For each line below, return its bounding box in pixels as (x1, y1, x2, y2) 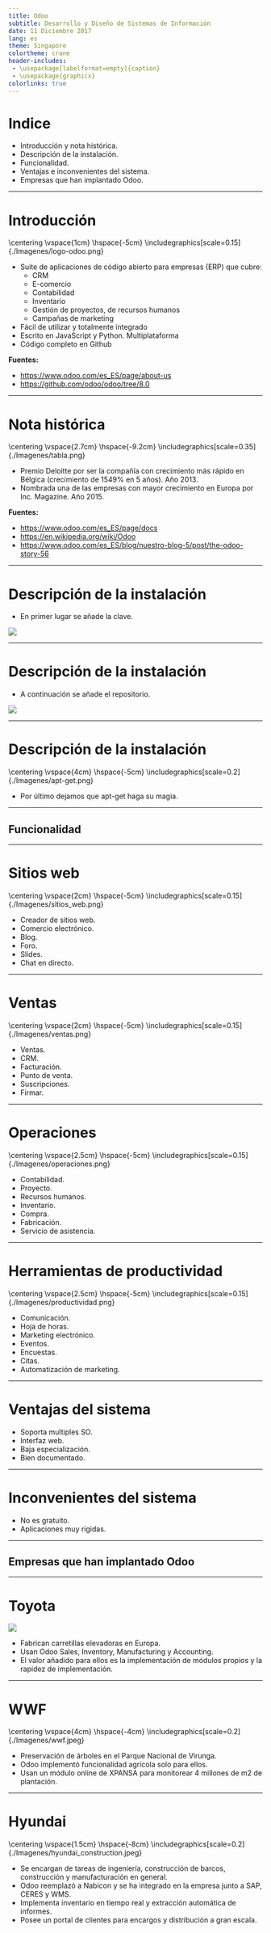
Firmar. (19, 1088, 44, 1097)
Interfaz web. (19, 1435, 65, 1445)
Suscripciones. (19, 1079, 70, 1089)
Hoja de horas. (19, 1321, 69, 1331)
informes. (19, 1906, 52, 1916)
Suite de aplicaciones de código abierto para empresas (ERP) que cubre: (19, 262, 262, 272)
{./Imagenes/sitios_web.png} (8, 899, 104, 909)
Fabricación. (19, 1217, 62, 1227)
